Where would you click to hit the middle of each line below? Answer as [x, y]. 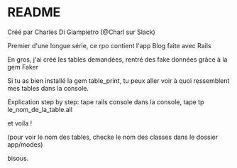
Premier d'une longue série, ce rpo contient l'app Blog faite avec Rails [109, 45]
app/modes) [25, 144]
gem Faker [23, 67]
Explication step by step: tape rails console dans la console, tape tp [106, 102]
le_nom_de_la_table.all [40, 109]
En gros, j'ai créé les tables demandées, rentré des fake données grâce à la [117, 59]
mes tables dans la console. [48, 88]
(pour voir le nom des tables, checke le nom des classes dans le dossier [113, 137]
